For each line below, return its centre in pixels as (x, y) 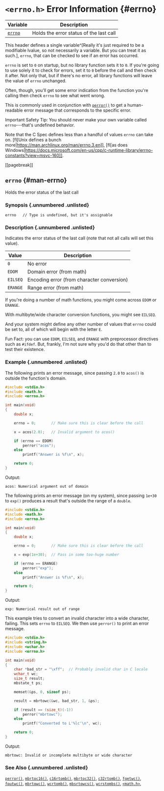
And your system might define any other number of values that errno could (81, 324)
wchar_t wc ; (26, 674)
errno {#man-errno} (36, 180)
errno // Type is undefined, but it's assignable (59, 215)
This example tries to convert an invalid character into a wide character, (77, 618)
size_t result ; (29, 679)
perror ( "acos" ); (39, 445)
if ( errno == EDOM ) (34, 441)
